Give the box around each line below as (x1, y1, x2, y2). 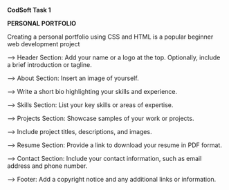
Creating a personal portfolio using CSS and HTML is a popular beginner (7, 32, 214, 41)
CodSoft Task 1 (7, 6, 51, 14)
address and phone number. (7, 162, 88, 170)
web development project (7, 40, 80, 48)
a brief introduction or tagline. (7, 61, 92, 68)
